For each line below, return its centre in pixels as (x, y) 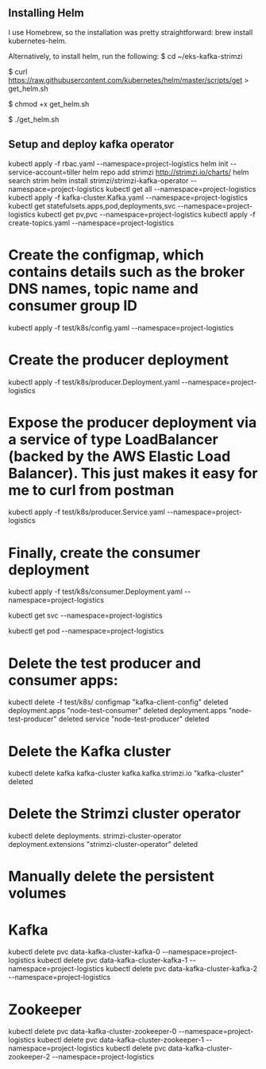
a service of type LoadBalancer (113, 439)
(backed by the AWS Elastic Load (120, 456)
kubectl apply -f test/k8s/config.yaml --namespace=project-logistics (121, 328)
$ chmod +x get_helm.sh (49, 103)
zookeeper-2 (29, 1057)
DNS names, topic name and (103, 289)
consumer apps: (64, 680)
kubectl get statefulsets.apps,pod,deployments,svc (92, 205)
